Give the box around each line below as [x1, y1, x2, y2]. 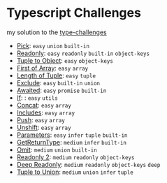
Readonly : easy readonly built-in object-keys [16, 49, 150, 57]
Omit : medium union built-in [16, 145, 97, 154]
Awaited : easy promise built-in [16, 86, 107, 94]
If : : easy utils [16, 93, 59, 102]
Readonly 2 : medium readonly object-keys [16, 152, 135, 161]
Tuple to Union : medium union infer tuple [16, 168, 133, 176]
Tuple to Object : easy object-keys [16, 56, 113, 64]
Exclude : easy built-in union [16, 78, 101, 87]
